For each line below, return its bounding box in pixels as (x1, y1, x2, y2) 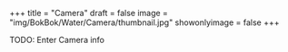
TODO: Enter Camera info (9, 35, 105, 45)
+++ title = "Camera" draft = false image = (9, 8, 168, 18)
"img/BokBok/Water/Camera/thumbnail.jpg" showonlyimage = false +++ (9, 17, 280, 28)
